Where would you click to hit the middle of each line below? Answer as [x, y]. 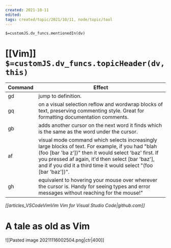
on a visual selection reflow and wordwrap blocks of [101, 104]
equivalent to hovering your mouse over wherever [98, 180]
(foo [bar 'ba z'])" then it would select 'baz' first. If [98, 153]
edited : [13, 15]
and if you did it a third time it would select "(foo [96, 166]
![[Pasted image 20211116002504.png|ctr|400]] [55, 240]
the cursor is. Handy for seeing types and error [94, 186]
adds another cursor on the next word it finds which [100, 125]
